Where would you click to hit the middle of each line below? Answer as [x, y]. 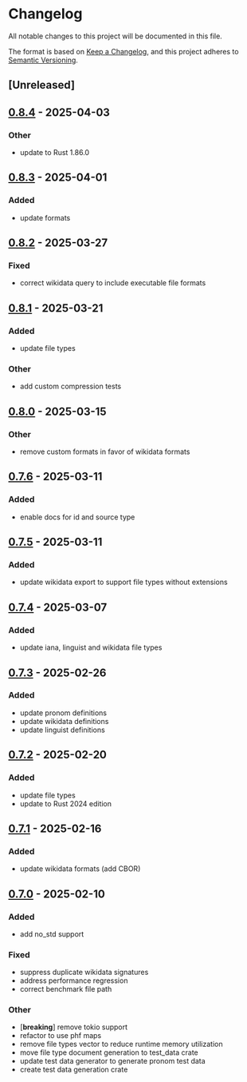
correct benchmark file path [66, 989]
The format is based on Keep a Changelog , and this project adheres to [123, 51]
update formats [45, 217]
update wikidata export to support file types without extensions [124, 582]
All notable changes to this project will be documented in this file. [116, 36]
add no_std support [52, 934]
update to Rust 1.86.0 [55, 153]
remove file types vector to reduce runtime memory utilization [121, 1044]
